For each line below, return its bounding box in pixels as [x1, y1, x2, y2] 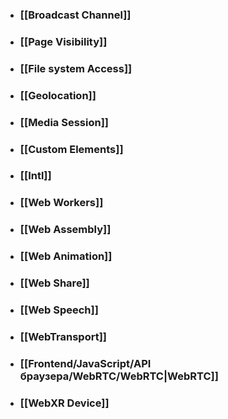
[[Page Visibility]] [19, 34, 108, 48]
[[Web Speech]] [19, 303, 99, 317]
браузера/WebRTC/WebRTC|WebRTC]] [19, 369, 219, 383]
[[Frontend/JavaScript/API [19, 356, 152, 370]
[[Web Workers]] [19, 196, 104, 210]
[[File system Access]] [19, 61, 133, 75]
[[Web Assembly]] [19, 223, 112, 237]
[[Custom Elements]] [19, 142, 124, 156]
